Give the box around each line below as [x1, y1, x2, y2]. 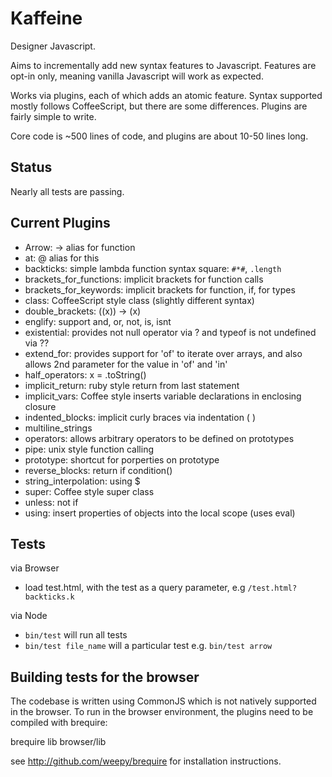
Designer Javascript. [10, 40, 96, 52]
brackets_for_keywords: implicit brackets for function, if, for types [24, 283, 296, 296]
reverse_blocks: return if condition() [24, 464, 173, 476]
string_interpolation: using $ [24, 475, 141, 487]
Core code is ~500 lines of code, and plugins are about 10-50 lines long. [10, 130, 309, 142]
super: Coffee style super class [24, 485, 155, 497]
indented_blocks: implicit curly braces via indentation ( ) [24, 411, 256, 423]
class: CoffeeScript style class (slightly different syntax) [24, 294, 255, 306]
